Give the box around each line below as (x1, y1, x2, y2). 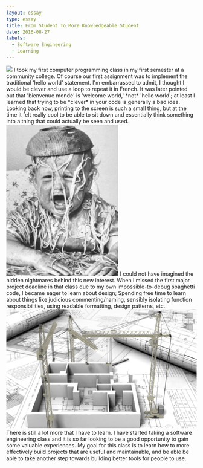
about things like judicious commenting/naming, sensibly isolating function (6, 296, 192, 303)
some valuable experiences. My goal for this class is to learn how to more (6, 441, 190, 449)
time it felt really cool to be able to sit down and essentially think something (6, 111, 194, 118)
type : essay (6, 16, 36, 22)
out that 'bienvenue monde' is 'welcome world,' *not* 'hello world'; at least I (6, 91, 195, 99)
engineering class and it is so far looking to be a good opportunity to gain (6, 435, 189, 443)
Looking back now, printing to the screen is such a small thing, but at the (6, 105, 187, 112)
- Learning (11, 48, 39, 54)
